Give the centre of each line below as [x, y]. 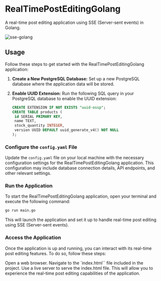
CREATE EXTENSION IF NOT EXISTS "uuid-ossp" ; [59, 107]
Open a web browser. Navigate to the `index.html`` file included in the [74, 263]
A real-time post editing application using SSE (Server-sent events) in [74, 22]
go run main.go [20, 210]
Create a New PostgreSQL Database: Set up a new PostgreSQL [76, 78]
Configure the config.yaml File [41, 147]
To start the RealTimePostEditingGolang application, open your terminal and [81, 196]
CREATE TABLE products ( [37, 112]
